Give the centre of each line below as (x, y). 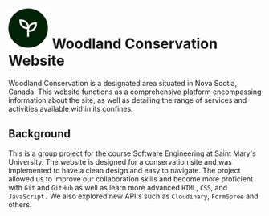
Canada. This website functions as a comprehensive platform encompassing (135, 92)
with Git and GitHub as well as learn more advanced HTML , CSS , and (118, 187)
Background (39, 134)
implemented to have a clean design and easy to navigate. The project (124, 170)
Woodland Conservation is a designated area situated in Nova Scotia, (123, 83)
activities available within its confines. (71, 108)
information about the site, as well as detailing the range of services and (128, 100)
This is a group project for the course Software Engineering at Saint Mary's (132, 153)
